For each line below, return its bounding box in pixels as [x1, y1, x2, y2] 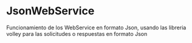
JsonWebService [6, 4, 95, 18]
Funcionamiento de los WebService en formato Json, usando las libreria [6, 24, 187, 31]
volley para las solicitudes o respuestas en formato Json [6, 30, 148, 37]
